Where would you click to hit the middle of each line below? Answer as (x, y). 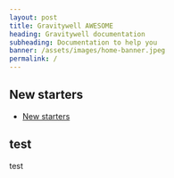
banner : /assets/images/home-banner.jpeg (87, 51)
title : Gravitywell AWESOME (62, 26)
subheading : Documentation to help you (83, 42)
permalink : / (33, 59)
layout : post (33, 17)
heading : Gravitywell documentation (77, 34)
